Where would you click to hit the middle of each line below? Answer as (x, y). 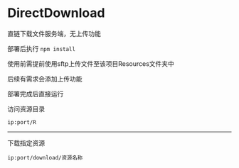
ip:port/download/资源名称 (45, 157)
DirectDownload (56, 13)
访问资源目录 (26, 108)
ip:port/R (22, 122)
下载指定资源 (26, 142)
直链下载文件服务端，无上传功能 (54, 33)
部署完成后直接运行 (36, 94)
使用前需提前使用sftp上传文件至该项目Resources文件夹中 (91, 63)
